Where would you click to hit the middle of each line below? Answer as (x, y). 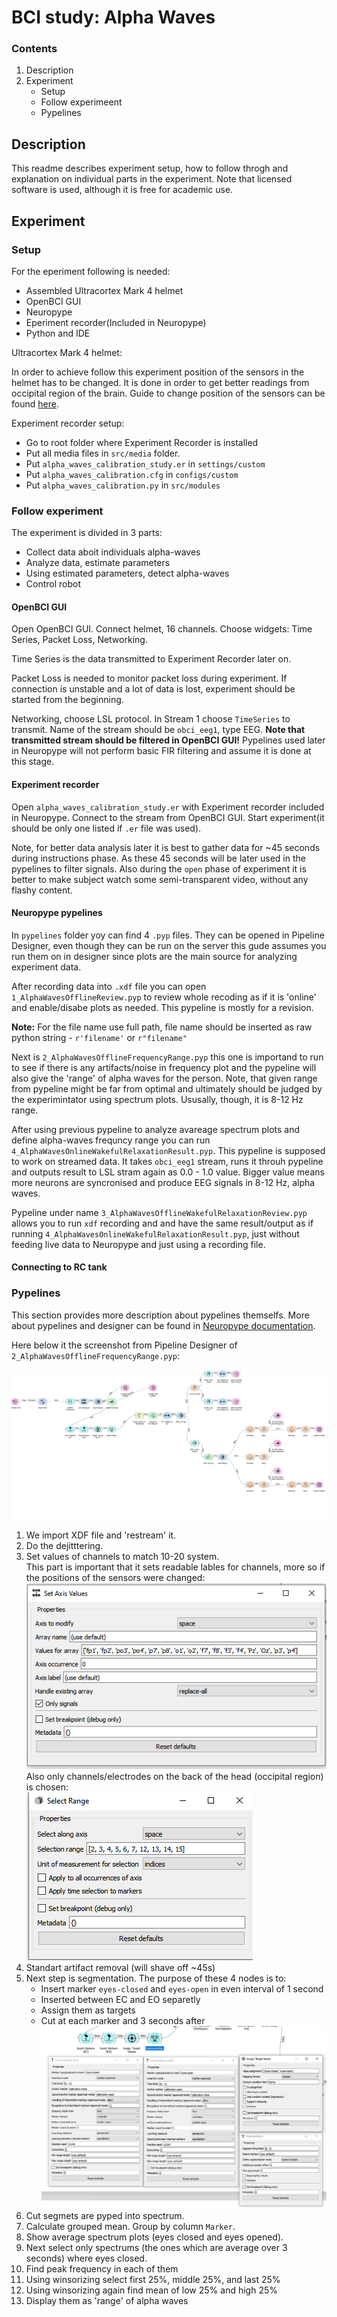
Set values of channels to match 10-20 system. (122, 1556)
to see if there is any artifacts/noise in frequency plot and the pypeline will (164, 1067)
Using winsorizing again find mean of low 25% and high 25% (151, 2290)
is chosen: (47, 1787)
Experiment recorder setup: (68, 423)
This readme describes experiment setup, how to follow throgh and (150, 168)
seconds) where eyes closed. (86, 2258)
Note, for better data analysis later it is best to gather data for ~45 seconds (166, 847)
